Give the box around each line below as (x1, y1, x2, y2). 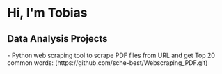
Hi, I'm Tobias (7, 5, 88, 21)
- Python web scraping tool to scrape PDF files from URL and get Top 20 (7, 51, 216, 59)
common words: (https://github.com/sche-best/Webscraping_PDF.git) (7, 59, 208, 67)
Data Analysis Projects (7, 33, 108, 45)
